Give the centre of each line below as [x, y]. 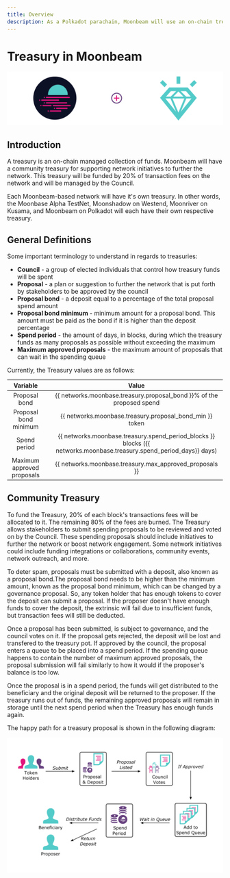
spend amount [37, 306]
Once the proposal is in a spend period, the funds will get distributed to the [113, 686]
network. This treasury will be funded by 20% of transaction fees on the [109, 176]
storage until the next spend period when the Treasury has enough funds [110, 707]
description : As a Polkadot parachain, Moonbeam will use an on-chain [110, 22]
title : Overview [30, 14]
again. [16, 714]
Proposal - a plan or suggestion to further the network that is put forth [116, 284]
